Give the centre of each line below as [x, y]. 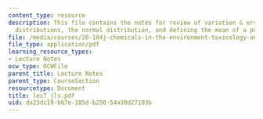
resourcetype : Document [47, 88]
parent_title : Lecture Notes [56, 74]
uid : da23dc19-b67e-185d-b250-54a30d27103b [80, 103]
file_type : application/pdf [54, 45]
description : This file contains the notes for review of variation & [126, 23]
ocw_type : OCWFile [38, 67]
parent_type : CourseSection [54, 81]
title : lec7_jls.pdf [42, 96]
